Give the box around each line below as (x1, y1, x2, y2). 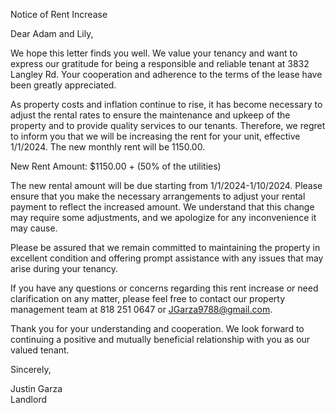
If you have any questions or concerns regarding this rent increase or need (10, 282, 319, 294)
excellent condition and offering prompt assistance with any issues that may (10, 252, 324, 264)
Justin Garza (10, 383, 63, 394)
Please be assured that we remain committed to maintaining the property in (10, 242, 321, 253)
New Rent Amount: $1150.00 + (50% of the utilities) (10, 160, 222, 172)
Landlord (10, 394, 48, 405)
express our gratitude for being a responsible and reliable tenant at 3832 (10, 58, 310, 69)
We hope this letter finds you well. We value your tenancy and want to (10, 47, 298, 59)
